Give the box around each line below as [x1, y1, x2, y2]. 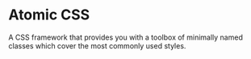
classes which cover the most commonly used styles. [8, 40, 186, 50]
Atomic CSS [8, 6, 90, 24]
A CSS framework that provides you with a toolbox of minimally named [8, 32, 244, 42]
